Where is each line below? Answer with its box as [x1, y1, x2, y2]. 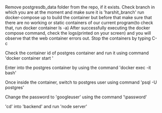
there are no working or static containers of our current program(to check [5, 20, 153, 25]
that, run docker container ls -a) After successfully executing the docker [5, 25, 150, 31]
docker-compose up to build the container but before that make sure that [5, 15, 152, 20]
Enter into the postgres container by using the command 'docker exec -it [5, 65, 151, 70]
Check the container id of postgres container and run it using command [5, 50, 149, 56]
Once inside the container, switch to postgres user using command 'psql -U [5, 79, 157, 85]
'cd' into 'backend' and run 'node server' [5, 104, 87, 109]
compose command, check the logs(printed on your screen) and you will [5, 30, 151, 36]
